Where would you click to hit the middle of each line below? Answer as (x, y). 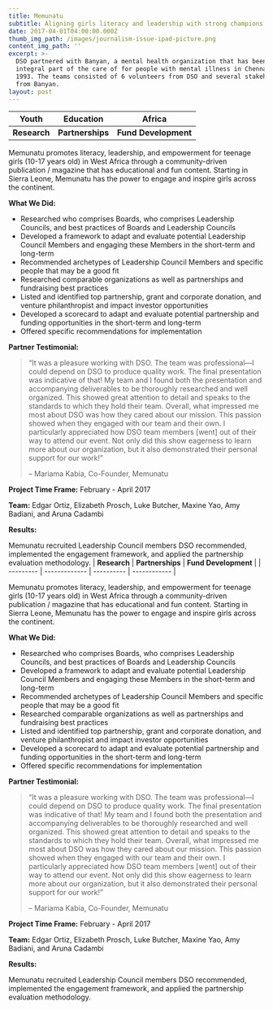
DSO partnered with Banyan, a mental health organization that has (132, 62)
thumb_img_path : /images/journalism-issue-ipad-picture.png (113, 39)
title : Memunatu (36, 16)
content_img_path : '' (45, 46)
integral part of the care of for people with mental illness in (129, 69)
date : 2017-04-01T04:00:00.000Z (63, 31)
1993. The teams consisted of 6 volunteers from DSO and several (129, 77)
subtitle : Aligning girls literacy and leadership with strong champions (136, 24)
